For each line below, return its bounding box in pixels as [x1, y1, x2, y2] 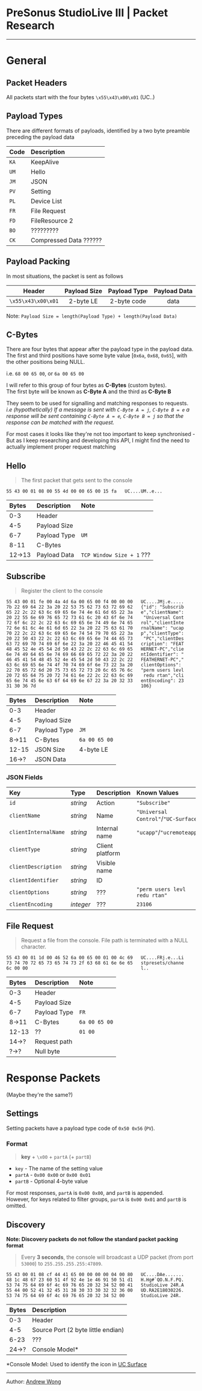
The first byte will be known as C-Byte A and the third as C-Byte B [6, 388, 171, 395]
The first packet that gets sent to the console [20, 477, 133, 484]
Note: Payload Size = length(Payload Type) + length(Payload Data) [6, 312, 177, 319]
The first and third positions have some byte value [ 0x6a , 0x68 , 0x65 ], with [6, 352, 188, 359]
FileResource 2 [31, 216, 73, 225]
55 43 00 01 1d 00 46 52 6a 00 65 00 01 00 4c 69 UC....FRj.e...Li [6, 955, 185, 961]
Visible [96, 859, 116, 867]
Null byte [34, 1047, 60, 1055]
